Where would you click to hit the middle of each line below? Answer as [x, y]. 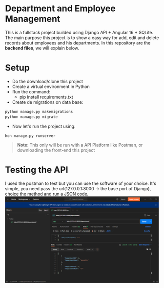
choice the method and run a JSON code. [47, 194]
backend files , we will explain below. [42, 48]
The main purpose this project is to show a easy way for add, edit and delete [82, 38]
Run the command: [31, 91]
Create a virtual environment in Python [51, 87]
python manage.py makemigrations [39, 111]
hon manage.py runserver [30, 136]
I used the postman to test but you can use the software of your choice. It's [81, 183]
